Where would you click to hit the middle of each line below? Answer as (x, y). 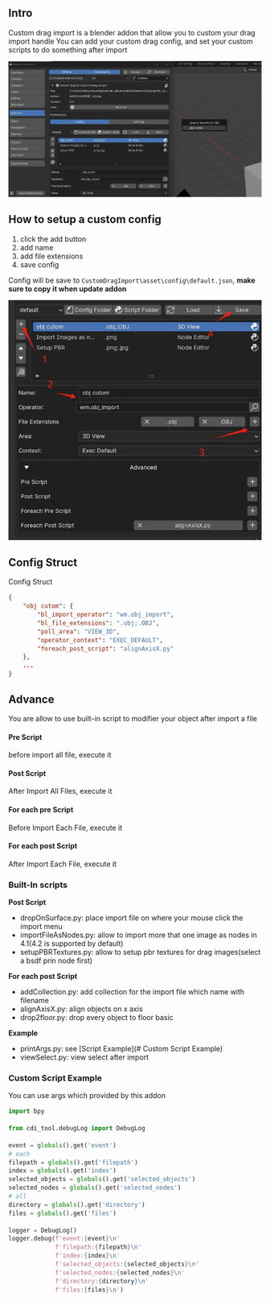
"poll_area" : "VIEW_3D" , (79, 631)
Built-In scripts (38, 885)
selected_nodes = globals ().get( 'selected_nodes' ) (95, 1188)
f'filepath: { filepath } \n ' (98, 1247)
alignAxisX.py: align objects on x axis (81, 1009)
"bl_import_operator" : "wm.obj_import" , (106, 615)
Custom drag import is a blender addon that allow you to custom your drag (132, 32)
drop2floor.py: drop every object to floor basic (97, 1018)
